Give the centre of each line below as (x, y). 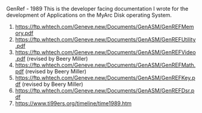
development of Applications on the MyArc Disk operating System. (89, 15)
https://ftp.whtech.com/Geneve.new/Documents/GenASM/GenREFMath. (105, 65)
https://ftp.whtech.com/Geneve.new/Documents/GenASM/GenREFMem (105, 27)
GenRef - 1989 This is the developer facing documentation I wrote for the (97, 9)
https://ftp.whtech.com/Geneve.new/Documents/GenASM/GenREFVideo (106, 52)
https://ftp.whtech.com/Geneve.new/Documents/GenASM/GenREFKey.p (105, 78)
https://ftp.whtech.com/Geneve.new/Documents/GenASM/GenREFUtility (105, 39)
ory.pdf (24, 33)
